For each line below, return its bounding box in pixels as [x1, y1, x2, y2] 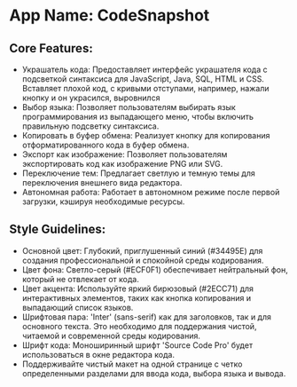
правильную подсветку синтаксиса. [21, 121, 160, 131]
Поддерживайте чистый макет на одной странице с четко [21, 359, 243, 369]
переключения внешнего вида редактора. [21, 178, 183, 187]
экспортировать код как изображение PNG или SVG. [21, 159, 223, 169]
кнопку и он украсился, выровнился [21, 92, 160, 103]
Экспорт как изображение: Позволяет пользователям [21, 149, 228, 160]
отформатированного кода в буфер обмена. [21, 139, 190, 150]
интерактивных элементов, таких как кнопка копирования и [21, 292, 251, 303]
